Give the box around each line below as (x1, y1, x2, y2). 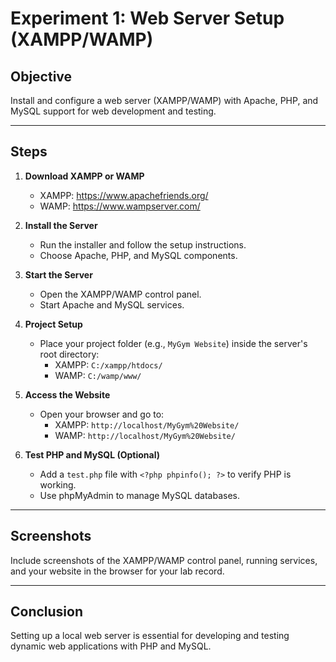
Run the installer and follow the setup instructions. (39, 238, 247, 251)
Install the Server (24, 219, 98, 231)
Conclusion (10, 603, 84, 621)
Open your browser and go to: (39, 408, 165, 420)
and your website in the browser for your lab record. (10, 565, 225, 577)
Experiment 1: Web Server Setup (10, 7, 285, 30)
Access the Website (24, 388, 111, 401)
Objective (10, 68, 73, 85)
